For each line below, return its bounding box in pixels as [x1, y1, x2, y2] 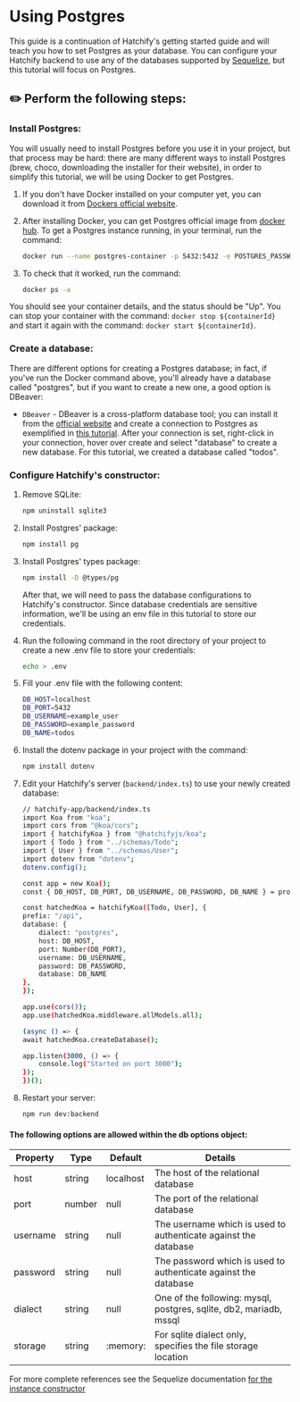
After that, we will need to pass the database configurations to [21, 589, 252, 600]
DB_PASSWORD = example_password [21, 721, 136, 730]
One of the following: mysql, [154, 1292, 272, 1305]
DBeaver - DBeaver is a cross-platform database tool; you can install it [21, 408, 279, 419]
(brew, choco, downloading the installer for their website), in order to [9, 162, 262, 172]
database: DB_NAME [38, 970, 107, 979]
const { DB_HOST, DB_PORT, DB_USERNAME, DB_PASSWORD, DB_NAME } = [21, 887, 275, 897]
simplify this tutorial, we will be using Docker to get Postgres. [9, 171, 234, 182]
